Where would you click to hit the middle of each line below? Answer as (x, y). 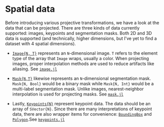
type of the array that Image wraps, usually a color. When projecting (81, 58)
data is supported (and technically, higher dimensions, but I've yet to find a (81, 38)
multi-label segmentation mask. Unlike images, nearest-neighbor (78, 89)
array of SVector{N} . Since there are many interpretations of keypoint (82, 109)
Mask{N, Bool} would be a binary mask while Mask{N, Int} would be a (83, 83)
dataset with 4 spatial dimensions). (41, 43)
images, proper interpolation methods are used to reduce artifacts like (83, 63)
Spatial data (30, 9)
